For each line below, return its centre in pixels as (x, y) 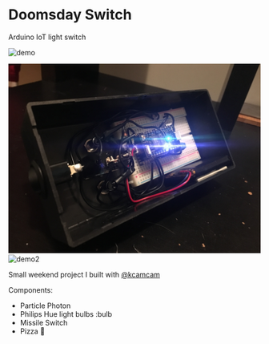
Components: (31, 289)
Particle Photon (45, 306)
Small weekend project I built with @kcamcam (84, 274)
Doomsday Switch (70, 15)
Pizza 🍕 (32, 331)
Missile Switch (44, 322)
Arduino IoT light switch (47, 37)
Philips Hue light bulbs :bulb (66, 314)
